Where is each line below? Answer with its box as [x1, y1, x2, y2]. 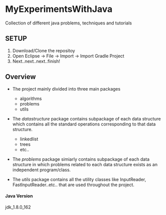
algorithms [19, 96, 42, 102]
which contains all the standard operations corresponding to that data [12, 121, 156, 127]
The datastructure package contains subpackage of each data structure [12, 115, 161, 121]
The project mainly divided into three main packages [12, 86, 121, 92]
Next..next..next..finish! [12, 58, 61, 64]
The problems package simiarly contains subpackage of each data [12, 156, 150, 162]
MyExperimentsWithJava [5, 3, 113, 15]
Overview [5, 73, 36, 81]
